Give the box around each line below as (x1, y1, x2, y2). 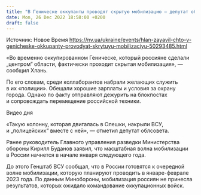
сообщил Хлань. (6, 67, 48, 74)
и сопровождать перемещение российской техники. (6, 97, 142, 105)
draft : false (6, 20, 39, 26)
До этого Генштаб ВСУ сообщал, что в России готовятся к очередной (6, 163, 185, 170)
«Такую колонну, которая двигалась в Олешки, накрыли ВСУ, (6, 121, 163, 128)
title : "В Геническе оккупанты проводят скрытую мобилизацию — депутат (6, 8, 188, 15)
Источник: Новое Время (6, 36, 68, 44)
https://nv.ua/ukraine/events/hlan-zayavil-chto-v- (69, 36, 192, 44)
